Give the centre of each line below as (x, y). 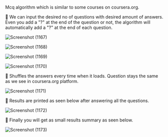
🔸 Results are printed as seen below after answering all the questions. (77, 100)
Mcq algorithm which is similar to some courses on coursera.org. (72, 7)
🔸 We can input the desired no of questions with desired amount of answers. (84, 17)
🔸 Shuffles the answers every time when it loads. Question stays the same (82, 76)
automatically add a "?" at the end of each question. (59, 27)
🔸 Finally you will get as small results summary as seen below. (69, 120)
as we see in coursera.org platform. (42, 81)
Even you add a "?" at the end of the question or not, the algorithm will (78, 22)
